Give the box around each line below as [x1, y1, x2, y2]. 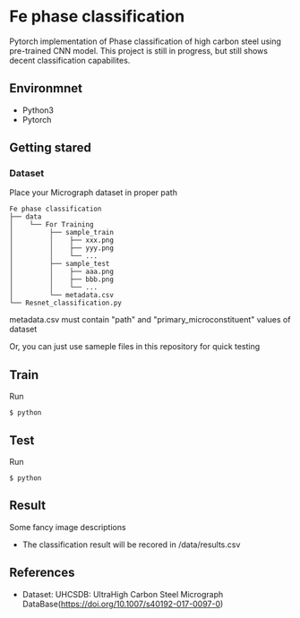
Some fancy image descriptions [9, 521, 127, 532]
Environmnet [9, 81, 83, 96]
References [9, 565, 75, 580]
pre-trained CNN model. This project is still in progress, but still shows [9, 45, 269, 56]
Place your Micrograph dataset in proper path [9, 187, 177, 198]
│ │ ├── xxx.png [9, 236, 115, 245]
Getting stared [9, 141, 91, 156]
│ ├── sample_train [9, 228, 115, 237]
